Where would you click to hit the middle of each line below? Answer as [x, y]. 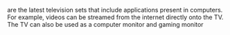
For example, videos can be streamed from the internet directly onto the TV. [115, 17]
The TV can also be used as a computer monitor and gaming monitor [105, 24]
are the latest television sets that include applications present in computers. [115, 10]
